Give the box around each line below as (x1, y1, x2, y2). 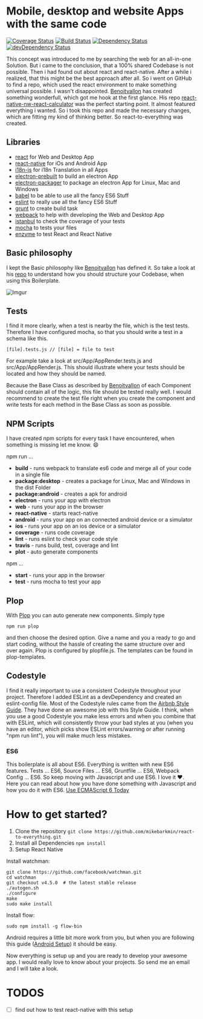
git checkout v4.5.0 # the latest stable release (6, 880, 137, 886)
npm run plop (6, 623, 39, 629)
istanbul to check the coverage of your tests (14, 217, 125, 224)
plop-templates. (6, 654, 47, 660)
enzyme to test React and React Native (14, 230, 112, 237)
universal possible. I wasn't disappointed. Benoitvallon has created (6, 87, 172, 94)
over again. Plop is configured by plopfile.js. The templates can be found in (6, 647, 193, 654)
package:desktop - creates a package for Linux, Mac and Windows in (14, 477, 190, 485)
